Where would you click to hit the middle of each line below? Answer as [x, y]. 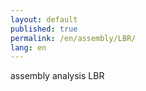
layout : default [44, 19]
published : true [44, 29]
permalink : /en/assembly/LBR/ [73, 38]
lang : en [28, 47]
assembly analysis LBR [57, 76]
